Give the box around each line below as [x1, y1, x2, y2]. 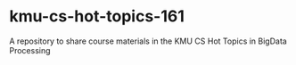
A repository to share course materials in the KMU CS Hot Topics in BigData [9, 36, 287, 46]
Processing [9, 45, 51, 55]
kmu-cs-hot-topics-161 [9, 6, 185, 27]
